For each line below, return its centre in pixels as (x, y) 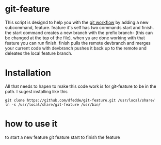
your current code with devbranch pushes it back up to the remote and (76, 48)
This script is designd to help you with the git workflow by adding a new (77, 22)
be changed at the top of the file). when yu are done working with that (75, 38)
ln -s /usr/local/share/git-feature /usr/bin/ (53, 105)
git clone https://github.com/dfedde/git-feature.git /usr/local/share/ (80, 100)
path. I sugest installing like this (36, 91)
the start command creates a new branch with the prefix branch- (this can (79, 32)
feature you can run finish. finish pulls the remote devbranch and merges (78, 43)
